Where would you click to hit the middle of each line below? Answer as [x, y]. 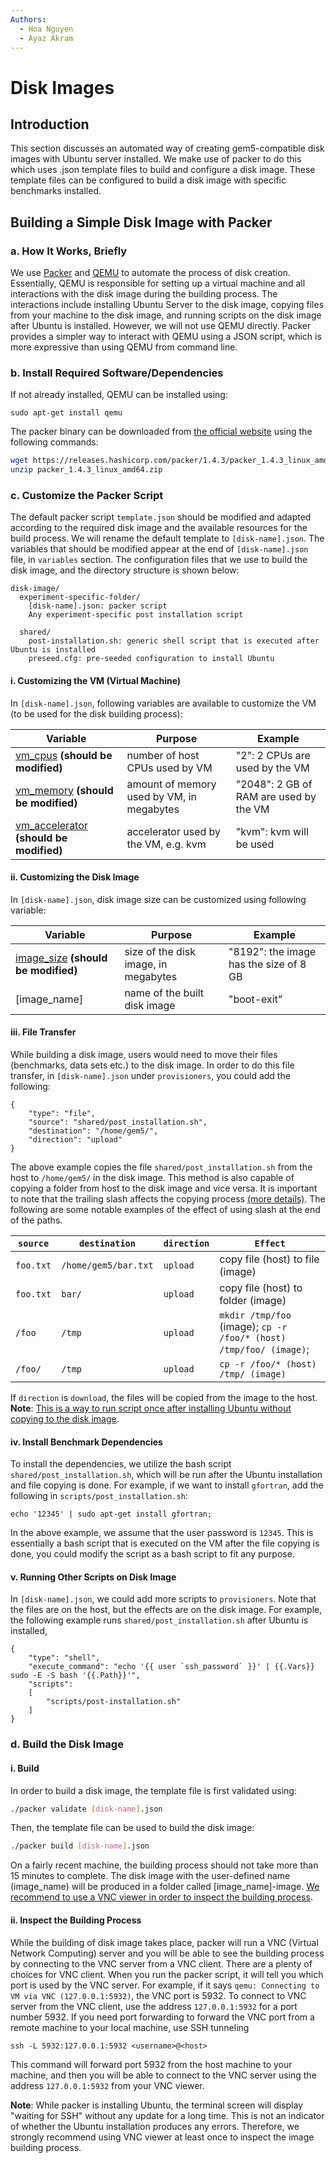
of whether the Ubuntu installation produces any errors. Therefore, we [155, 2126]
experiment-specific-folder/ [80, 597]
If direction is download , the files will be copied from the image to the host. [164, 1398]
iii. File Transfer [43, 1032]
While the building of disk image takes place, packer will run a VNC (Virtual [164, 1942]
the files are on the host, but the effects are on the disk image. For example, [166, 1610]
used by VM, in [161, 796]
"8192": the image [272, 951]
